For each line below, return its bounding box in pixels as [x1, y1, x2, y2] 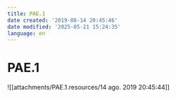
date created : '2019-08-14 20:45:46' [7, 17, 118, 24]
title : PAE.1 [7, 10, 46, 17]
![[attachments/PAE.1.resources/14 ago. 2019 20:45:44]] [7, 83, 170, 92]
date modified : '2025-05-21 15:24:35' [7, 23, 121, 30]
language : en [7, 29, 46, 37]
